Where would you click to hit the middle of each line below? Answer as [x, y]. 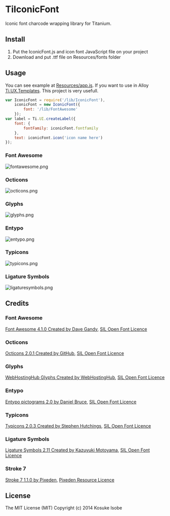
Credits [17, 303]
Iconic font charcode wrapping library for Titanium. [58, 23]
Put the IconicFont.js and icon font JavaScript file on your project [80, 51]
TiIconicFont [32, 9]
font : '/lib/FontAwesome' [51, 109]
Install [15, 39]
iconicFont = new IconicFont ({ [47, 105]
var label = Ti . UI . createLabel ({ [40, 119]
